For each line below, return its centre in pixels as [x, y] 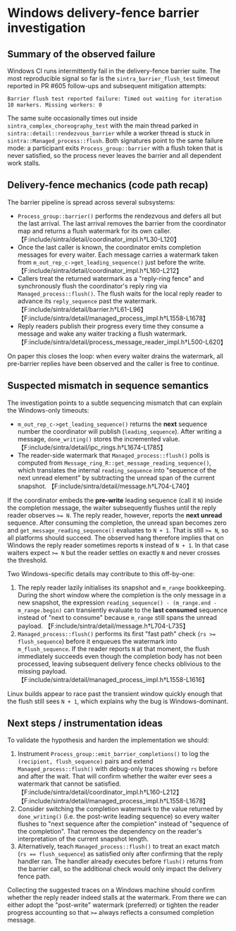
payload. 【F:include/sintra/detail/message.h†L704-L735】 [103, 626]
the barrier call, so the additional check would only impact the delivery [119, 869]
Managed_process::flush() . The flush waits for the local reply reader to [120, 293]
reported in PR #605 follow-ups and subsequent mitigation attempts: [107, 86]
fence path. [34, 877]
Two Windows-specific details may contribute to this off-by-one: [101, 573]
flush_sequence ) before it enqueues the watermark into [97, 641]
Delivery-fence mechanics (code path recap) [108, 185]
